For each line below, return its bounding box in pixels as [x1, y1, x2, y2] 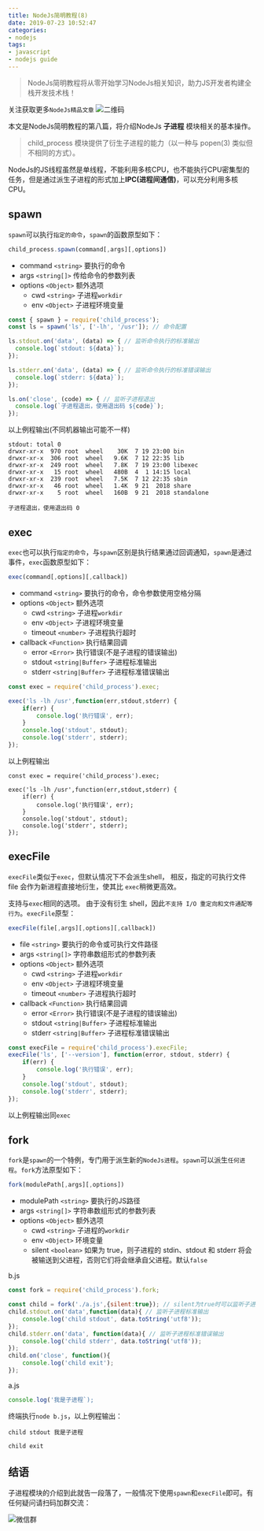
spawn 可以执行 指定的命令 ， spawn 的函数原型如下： [8, 229, 163, 239]
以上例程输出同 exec [8, 1110, 71, 1120]
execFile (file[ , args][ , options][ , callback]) [8, 923, 156, 932]
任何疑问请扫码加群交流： [8, 1498, 91, 1507]
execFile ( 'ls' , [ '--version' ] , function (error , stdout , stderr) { [8, 1051, 230, 1059]
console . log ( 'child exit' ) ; [22, 1359, 114, 1367]
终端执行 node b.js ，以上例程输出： [8, 1411, 123, 1421]
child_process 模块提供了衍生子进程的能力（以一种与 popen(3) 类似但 [27, 138, 253, 147]
